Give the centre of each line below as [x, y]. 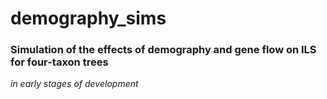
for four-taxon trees [59, 62]
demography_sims [88, 18]
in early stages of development [74, 84]
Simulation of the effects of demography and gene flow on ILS [163, 50]
